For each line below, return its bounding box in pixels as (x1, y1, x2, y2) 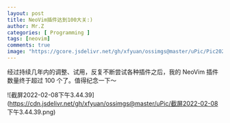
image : (7, 49, 26, 55)
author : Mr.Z (7, 23, 44, 29)
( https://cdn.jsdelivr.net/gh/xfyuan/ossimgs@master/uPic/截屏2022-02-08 (7, 99, 218, 107)
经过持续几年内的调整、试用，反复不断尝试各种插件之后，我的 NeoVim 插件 (7, 68, 219, 76)
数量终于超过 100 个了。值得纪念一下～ (7, 76, 117, 84)
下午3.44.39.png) (7, 107, 56, 116)
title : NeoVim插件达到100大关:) (7, 16, 94, 23)
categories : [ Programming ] (7, 29, 90, 36)
